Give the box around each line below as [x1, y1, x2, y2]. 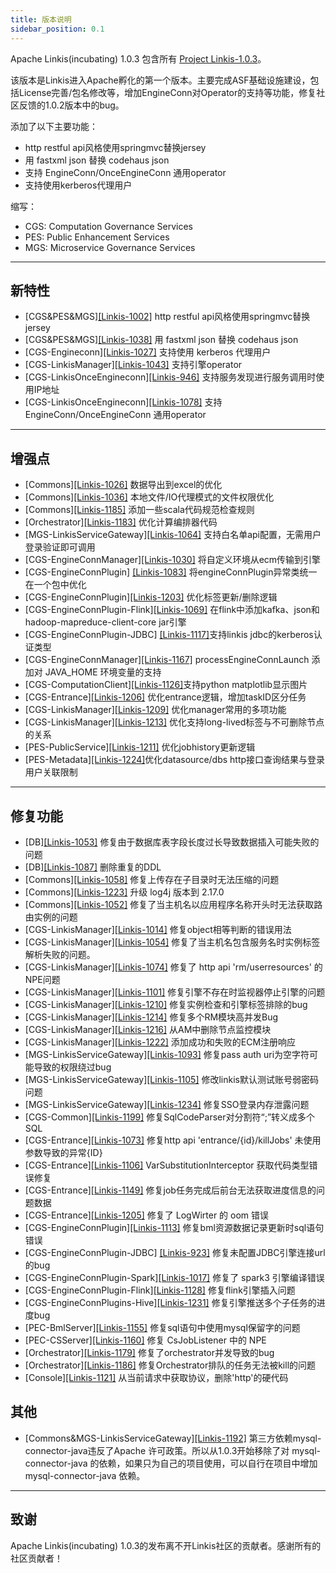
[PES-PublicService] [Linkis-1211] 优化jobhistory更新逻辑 [24, 741, 256, 753]
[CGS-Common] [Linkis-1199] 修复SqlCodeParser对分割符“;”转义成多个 [24, 1111, 316, 1123]
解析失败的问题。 [24, 948, 96, 960]
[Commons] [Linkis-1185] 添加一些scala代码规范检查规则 [24, 504, 255, 516]
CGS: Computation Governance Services [24, 220, 193, 232]
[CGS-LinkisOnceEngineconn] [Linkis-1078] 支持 [24, 396, 223, 408]
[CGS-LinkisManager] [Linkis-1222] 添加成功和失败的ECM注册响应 [24, 1036, 297, 1048]
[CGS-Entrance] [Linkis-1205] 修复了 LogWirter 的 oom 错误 [24, 1209, 270, 1221]
